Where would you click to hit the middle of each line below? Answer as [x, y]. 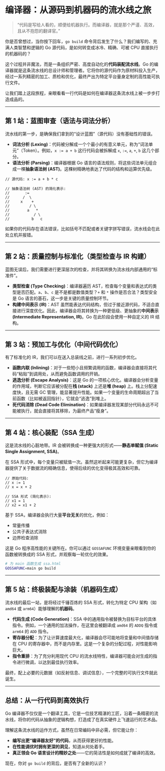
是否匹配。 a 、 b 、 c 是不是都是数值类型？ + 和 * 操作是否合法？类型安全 [87, 292]
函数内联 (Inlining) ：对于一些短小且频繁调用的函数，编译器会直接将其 [82, 368]
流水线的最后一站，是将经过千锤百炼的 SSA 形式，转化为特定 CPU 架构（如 [81, 602]
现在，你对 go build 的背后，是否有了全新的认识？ [56, 763]
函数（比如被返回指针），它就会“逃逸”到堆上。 [63, 399]
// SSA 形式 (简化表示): [28, 497]
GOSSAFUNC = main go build [30, 568]
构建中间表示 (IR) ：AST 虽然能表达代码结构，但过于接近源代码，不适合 [84, 304]
